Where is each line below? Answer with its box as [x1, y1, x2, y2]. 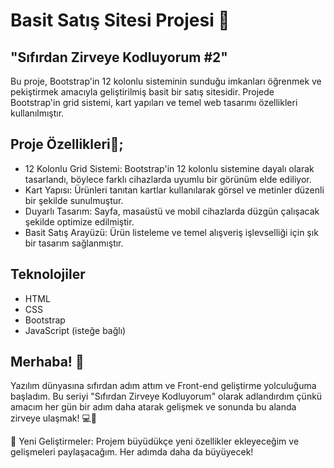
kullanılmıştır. [10, 107, 65, 119]
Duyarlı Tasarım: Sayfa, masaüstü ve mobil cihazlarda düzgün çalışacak [24, 205, 320, 217]
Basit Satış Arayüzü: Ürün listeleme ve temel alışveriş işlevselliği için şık [24, 226, 319, 238]
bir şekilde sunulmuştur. [24, 194, 124, 206]
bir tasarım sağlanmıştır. [24, 237, 124, 249]
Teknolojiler [10, 266, 86, 283]
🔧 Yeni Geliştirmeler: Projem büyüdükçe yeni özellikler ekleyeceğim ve [10, 435, 300, 448]
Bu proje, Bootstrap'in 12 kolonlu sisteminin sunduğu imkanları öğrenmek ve [10, 75, 322, 87]
